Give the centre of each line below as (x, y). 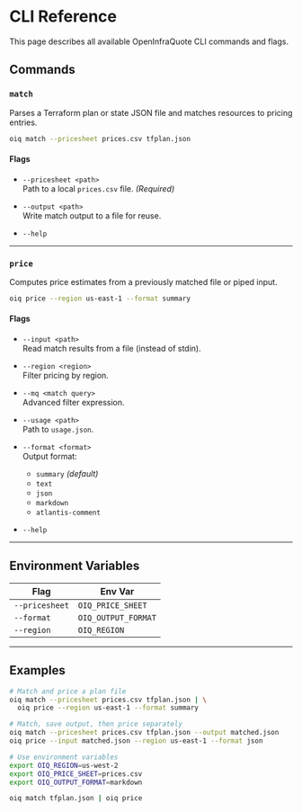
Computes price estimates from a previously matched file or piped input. (143, 282)
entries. (23, 122)
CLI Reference (63, 17)
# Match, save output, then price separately (96, 724)
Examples (37, 670)
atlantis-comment (68, 513)
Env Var (117, 591)
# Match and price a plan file (68, 691)
